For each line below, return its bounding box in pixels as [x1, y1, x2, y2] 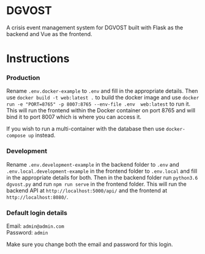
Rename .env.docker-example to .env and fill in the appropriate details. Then [6, 87, 198, 95]
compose [6, 132, 26, 139]
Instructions [6, 52, 70, 66]
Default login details [6, 208, 67, 217]
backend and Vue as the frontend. [6, 30, 93, 37]
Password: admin [6, 229, 48, 236]
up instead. [28, 132, 56, 139]
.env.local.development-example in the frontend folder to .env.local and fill [6, 167, 198, 175]
